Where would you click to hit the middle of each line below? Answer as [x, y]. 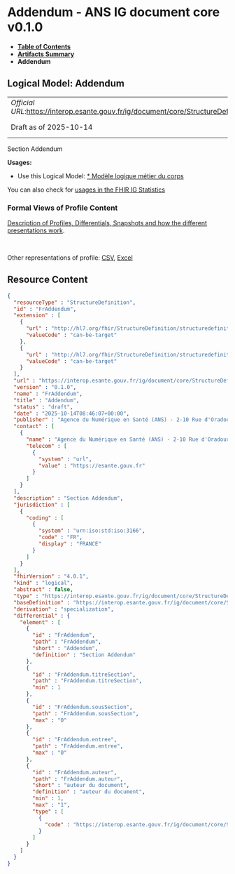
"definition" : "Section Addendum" [84, 655]
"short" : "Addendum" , [65, 649]
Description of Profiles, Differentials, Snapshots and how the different [107, 223]
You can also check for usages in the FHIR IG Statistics [86, 190]
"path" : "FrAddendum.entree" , [78, 746]
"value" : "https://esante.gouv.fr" [92, 465]
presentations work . [36, 231]
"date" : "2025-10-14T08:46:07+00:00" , [72, 413]
